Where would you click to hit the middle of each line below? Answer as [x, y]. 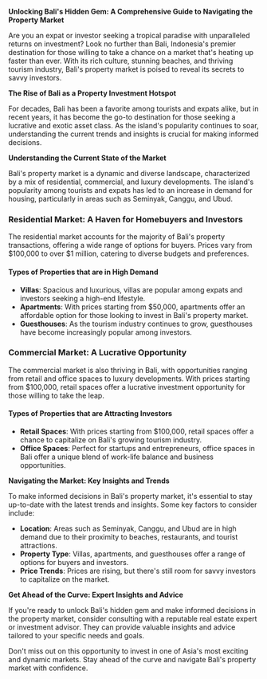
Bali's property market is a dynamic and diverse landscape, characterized [129, 173]
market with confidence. [48, 668]
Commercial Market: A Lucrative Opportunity [98, 352]
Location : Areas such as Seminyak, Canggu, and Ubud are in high [128, 528]
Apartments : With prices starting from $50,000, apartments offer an [132, 307]
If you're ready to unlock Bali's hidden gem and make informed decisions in [132, 610]
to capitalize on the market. [65, 579]
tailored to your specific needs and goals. [77, 636]
